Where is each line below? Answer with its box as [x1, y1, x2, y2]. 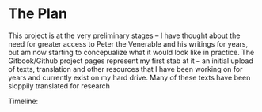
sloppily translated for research [8, 80, 111, 91]
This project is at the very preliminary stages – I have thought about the [8, 31, 241, 40]
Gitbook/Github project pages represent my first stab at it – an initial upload [8, 56, 253, 65]
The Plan [8, 5, 67, 23]
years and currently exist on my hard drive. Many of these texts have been [8, 73, 251, 82]
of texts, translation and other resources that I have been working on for [8, 64, 243, 73]
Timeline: [8, 96, 39, 106]
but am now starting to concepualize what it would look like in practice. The [8, 47, 255, 57]
